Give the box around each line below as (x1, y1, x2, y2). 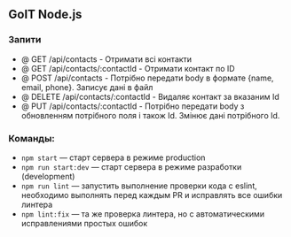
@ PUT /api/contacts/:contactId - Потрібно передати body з (20, 101, 245, 111)
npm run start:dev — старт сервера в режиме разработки (20, 161, 242, 172)
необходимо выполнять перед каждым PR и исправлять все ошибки (20, 189, 283, 200)
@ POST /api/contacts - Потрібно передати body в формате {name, (20, 73, 274, 83)
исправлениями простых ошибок (20, 218, 148, 228)
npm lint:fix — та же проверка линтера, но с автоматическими (20, 208, 265, 219)
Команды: (8, 132, 55, 144)
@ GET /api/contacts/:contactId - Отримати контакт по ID (20, 63, 236, 73)
